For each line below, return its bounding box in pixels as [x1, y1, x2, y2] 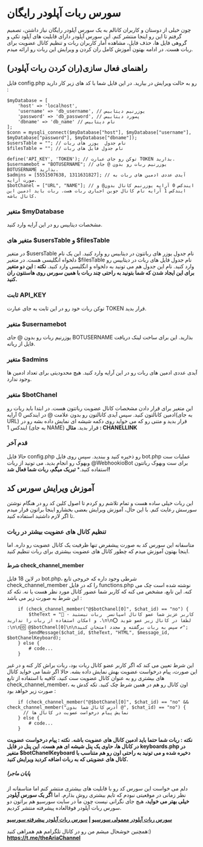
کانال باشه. [7, 193, 37, 199]
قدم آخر [7, 439, 28, 447]
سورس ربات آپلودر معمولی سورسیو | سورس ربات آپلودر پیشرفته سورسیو [7, 816, 172, 823]
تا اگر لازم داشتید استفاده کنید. [7, 512, 75, 519]
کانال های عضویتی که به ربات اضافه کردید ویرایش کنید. [7, 756, 129, 763]
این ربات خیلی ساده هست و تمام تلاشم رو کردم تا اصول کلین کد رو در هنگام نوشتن [7, 499, 193, 506]
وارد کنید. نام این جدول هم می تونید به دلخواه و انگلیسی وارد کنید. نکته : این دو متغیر [7, 263, 195, 270]
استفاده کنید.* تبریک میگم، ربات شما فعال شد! [7, 465, 111, 473]
